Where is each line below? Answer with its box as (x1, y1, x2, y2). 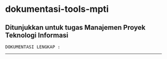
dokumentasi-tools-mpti (5, 3, 109, 15)
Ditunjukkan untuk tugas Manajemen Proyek (5, 23, 146, 32)
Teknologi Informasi (5, 31, 69, 39)
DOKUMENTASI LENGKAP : (5, 44, 61, 50)
